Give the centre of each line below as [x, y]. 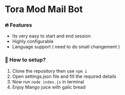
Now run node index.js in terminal [48, 81]
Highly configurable [33, 41]
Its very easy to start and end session [51, 36]
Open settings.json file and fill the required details [64, 76]
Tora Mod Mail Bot [44, 9]
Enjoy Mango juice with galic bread [49, 87]
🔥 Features [19, 25]
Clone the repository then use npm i [50, 71]
